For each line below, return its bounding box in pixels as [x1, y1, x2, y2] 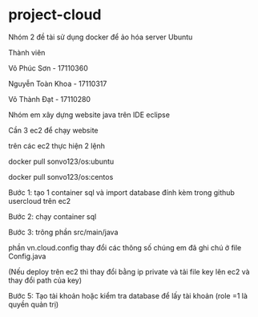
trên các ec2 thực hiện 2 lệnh [8, 140, 106, 150]
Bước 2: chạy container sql [8, 211, 97, 221]
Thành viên [8, 47, 46, 57]
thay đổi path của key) [8, 275, 83, 285]
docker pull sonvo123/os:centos [8, 172, 114, 181]
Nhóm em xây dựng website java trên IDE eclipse [8, 110, 171, 120]
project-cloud [8, 6, 102, 24]
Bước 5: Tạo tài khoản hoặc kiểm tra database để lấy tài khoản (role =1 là [8, 291, 248, 300]
